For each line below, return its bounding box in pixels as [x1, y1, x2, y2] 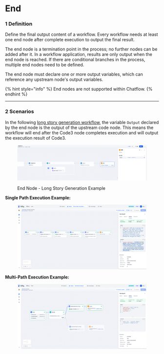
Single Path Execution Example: [5, 195, 71, 201]
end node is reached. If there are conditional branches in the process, [5, 57, 145, 63]
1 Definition [5, 21, 33, 27]
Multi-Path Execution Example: [5, 274, 69, 280]
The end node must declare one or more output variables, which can [5, 72, 143, 77]
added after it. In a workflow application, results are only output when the [5, 51, 152, 57]
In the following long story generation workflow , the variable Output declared [5, 119, 159, 125]
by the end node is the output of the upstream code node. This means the [5, 125, 154, 130]
